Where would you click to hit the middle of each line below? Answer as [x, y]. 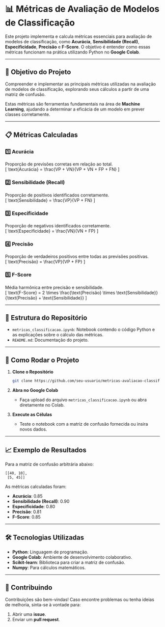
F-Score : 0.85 [26, 517]
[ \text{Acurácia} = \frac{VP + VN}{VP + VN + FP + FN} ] [62, 169]
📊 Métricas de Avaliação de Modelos [82, 9]
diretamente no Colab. [42, 405]
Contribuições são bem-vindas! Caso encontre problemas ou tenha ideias [80, 600]
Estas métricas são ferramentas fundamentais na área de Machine [73, 104]
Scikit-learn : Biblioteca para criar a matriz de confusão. [69, 562]
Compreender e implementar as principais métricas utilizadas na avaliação [81, 84]
